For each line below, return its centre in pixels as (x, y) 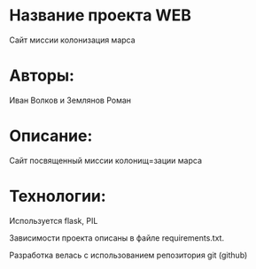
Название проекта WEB (101, 15)
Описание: (51, 136)
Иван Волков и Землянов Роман (70, 100)
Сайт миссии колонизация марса (72, 40)
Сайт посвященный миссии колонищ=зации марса (105, 160)
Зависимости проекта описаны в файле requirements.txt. (116, 238)
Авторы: (42, 76)
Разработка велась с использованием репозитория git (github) (128, 255)
